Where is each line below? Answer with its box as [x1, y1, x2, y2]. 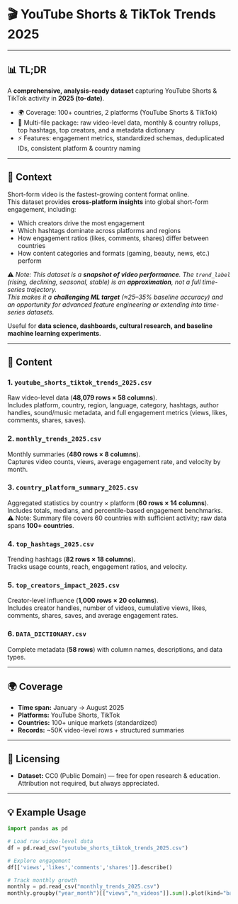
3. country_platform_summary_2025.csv [7, 482, 139, 492]
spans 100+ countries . [7, 521, 74, 529]
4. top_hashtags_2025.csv [7, 538, 94, 548]
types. [7, 652, 26, 661]
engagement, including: [7, 205, 76, 213]
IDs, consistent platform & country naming [17, 144, 141, 152]
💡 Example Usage [7, 806, 86, 818]
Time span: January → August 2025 [17, 703, 125, 711]
